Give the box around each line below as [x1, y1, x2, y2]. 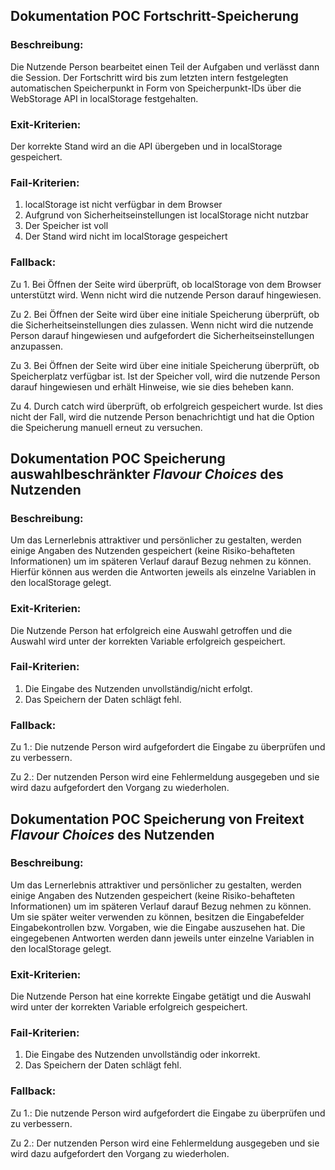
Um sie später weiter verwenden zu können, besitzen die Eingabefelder [10, 910, 305, 923]
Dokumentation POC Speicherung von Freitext [10, 810, 305, 828]
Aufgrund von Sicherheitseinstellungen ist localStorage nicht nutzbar [24, 209, 309, 221]
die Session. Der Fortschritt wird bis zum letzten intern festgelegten [10, 71, 289, 83]
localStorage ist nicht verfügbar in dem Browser [24, 199, 223, 211]
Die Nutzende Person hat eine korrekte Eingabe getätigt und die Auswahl [10, 990, 312, 1003]
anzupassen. [10, 340, 63, 352]
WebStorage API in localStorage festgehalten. [10, 92, 199, 104]
